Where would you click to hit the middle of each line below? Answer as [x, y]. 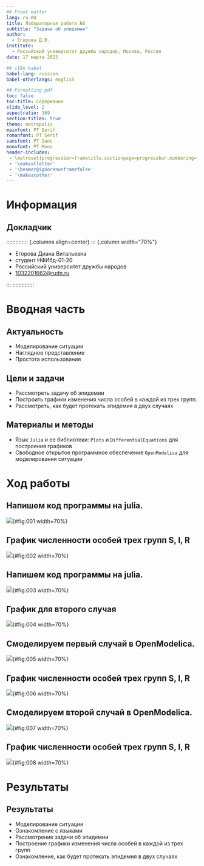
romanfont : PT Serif [32, 135]
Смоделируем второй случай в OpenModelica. [99, 713]
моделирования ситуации [49, 459]
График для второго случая [61, 609]
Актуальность [35, 332]
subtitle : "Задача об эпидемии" [47, 29]
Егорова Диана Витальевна [51, 254]
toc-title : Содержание [35, 102]
